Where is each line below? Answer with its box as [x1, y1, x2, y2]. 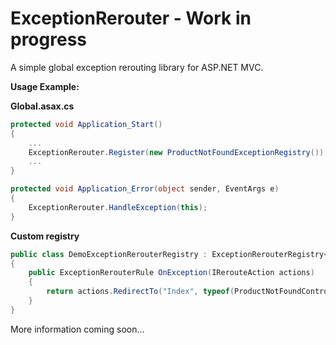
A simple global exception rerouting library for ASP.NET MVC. [10, 61, 264, 73]
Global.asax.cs [10, 100, 75, 112]
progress [10, 28, 87, 51]
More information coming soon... [10, 323, 145, 335]
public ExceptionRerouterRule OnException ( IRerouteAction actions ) [28, 268, 315, 278]
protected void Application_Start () [10, 119, 163, 129]
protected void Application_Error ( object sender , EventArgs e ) [10, 184, 280, 194]
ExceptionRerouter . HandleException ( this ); [28, 202, 208, 212]
